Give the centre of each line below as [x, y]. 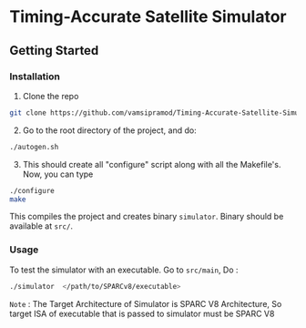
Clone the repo [51, 96]
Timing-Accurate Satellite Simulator [148, 17]
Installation [35, 77]
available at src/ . [41, 226]
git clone [28, 113]
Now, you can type [58, 174]
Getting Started [54, 51]
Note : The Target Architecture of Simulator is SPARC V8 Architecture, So [146, 303]
